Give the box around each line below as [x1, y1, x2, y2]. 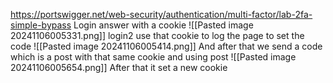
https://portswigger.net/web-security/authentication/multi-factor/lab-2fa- [10, 9, 313, 20]
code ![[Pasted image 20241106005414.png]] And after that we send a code [10, 40, 323, 52]
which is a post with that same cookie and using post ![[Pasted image [10, 51, 297, 63]
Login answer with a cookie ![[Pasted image [73, 19, 254, 31]
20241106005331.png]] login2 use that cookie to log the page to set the [10, 30, 305, 41]
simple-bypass [10, 19, 72, 31]
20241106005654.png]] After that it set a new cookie [10, 62, 228, 73]
